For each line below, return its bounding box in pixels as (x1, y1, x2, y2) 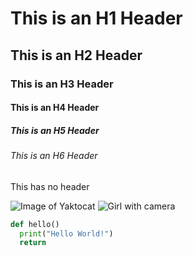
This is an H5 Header (10, 124, 100, 136)
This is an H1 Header (10, 7, 183, 30)
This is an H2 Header (10, 47, 143, 64)
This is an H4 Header (10, 102, 100, 114)
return (19, 238, 47, 248)
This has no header (10, 180, 90, 192)
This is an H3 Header (10, 77, 114, 91)
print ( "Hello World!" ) (19, 228, 114, 239)
